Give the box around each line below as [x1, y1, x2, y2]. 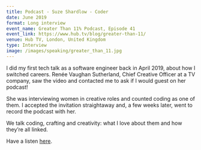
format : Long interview [6, 20, 66, 26]
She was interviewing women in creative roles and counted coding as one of [6, 95, 195, 102]
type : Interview [6, 43, 47, 49]
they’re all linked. [6, 125, 48, 133]
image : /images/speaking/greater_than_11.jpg [6, 48, 122, 54]
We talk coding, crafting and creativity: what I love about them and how [6, 119, 182, 127]
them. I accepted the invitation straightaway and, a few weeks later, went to [6, 101, 193, 109]
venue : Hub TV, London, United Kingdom [6, 37, 106, 43]
